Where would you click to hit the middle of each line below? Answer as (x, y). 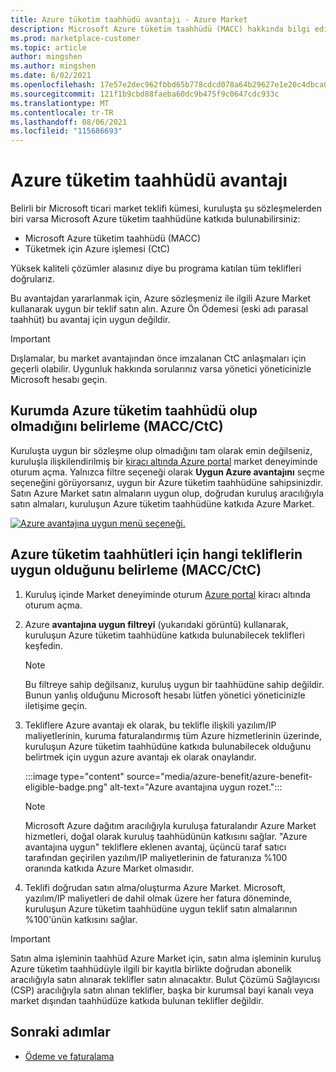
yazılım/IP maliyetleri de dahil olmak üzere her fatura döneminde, (158, 898)
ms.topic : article (48, 47)
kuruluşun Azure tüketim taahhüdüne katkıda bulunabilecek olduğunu (168, 746)
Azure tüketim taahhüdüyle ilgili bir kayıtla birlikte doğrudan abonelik (151, 968)
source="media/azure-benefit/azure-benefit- (219, 776)
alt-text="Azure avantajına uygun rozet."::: (196, 787)
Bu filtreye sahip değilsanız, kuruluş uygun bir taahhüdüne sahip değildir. (174, 684)
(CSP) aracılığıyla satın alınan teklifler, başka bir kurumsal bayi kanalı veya (162, 990)
